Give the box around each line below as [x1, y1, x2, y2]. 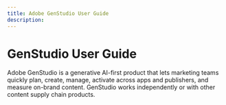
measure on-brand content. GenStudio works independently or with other [7, 83, 216, 91]
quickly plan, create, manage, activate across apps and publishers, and [7, 76, 209, 84]
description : [7, 16, 45, 23]
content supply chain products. [7, 91, 95, 99]
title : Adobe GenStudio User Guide [7, 10, 109, 17]
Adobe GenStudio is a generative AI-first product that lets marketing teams [7, 69, 219, 77]
